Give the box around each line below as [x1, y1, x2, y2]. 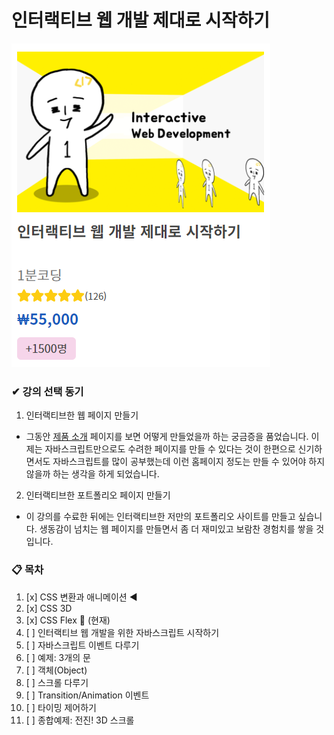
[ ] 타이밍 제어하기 [25, 701, 97, 713]
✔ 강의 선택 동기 [11, 384, 84, 398]
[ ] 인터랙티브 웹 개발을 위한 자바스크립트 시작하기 [25, 626, 220, 638]
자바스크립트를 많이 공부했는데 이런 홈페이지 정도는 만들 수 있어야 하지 [52, 456, 326, 468]
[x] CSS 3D [25, 602, 73, 614]
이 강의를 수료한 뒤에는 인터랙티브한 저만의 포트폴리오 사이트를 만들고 [25, 511, 296, 523]
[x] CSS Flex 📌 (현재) [25, 614, 111, 626]
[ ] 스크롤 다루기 [25, 676, 89, 688]
